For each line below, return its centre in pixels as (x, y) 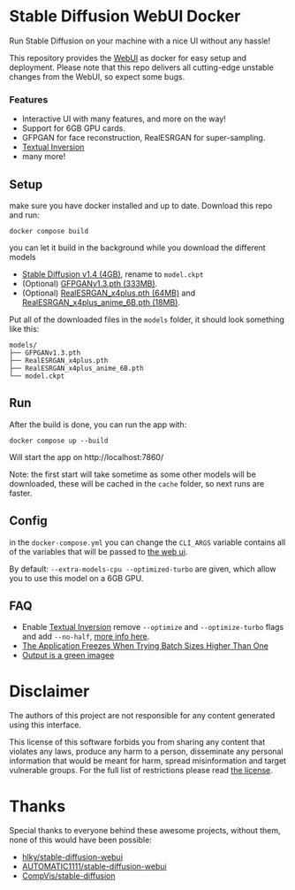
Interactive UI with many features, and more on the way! (124, 119)
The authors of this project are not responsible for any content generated (142, 716)
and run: (24, 215)
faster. (21, 493)
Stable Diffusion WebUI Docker (125, 16)
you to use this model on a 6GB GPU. (76, 578)
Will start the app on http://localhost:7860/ (87, 457)
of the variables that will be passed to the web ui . (98, 551)
